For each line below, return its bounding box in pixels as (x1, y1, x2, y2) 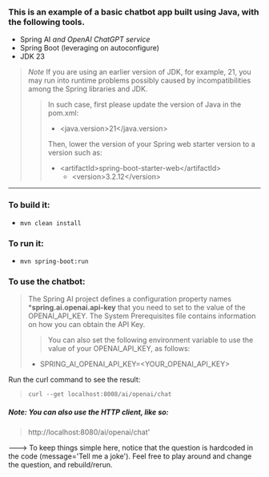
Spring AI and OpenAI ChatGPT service (19, 34, 151, 44)
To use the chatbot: (8, 276, 86, 287)
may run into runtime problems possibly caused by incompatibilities (27, 75, 251, 86)
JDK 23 (19, 51, 46, 62)
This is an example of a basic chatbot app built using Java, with (8, 6, 259, 18)
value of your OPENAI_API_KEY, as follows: (47, 344, 191, 354)
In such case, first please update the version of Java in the (47, 99, 242, 110)
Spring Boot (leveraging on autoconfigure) (19, 43, 160, 53)
